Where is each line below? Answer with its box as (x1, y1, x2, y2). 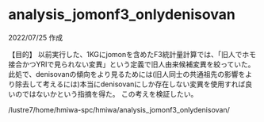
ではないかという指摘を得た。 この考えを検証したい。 (21, 89, 198, 98)
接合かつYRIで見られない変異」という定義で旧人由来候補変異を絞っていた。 (8, 59, 255, 69)
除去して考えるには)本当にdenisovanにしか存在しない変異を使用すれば (14, 79, 246, 89)
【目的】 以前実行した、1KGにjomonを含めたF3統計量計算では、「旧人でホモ (8, 49, 256, 59)
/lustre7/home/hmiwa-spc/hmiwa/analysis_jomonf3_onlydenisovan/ (8, 105, 230, 114)
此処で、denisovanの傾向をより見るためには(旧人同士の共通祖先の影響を (8, 69, 246, 78)
